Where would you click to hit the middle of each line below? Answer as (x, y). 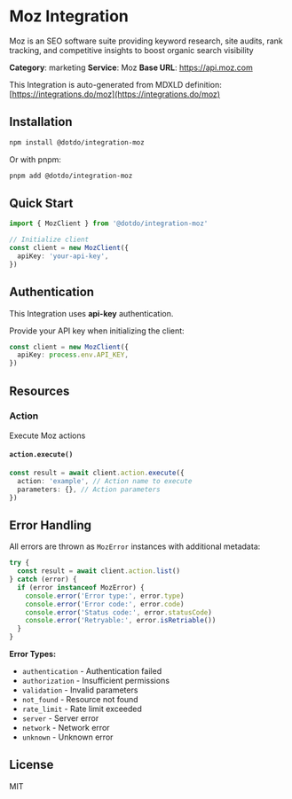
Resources (39, 391)
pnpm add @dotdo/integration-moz (71, 176)
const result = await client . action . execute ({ (97, 473)
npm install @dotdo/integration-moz (77, 142)
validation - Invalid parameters (80, 690)
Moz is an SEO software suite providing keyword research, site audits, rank (146, 41)
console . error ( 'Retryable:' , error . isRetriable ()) (121, 621)
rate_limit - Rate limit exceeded (82, 709)
